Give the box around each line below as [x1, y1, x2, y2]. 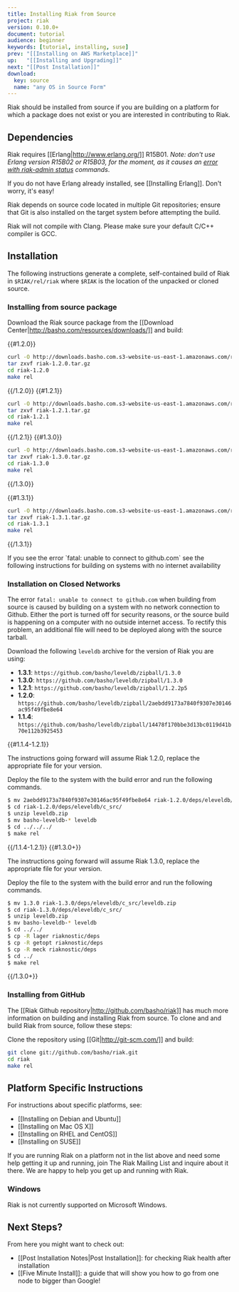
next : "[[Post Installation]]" [7, 63, 100, 71]
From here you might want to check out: [7, 1240, 124, 1248]
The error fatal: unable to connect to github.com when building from [7, 595, 217, 604]
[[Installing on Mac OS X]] [17, 1122, 94, 1131]
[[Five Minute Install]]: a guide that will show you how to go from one [17, 1269, 219, 1278]
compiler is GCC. [7, 230, 58, 238]
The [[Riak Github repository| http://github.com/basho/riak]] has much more [7, 1006, 229, 1014]
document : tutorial [7, 30, 65, 38]
